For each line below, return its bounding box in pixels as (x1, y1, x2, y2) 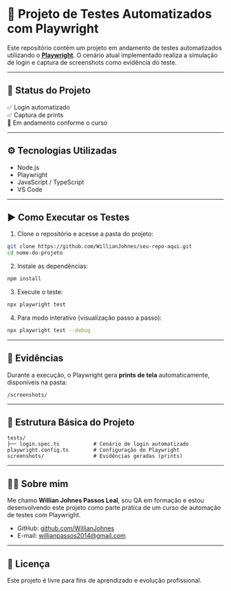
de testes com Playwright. (7, 511, 81, 519)
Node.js (16, 163, 40, 172)
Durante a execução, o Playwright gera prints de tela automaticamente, (7, 371, 210, 379)
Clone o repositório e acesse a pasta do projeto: (16, 230, 153, 238)
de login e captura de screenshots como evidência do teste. (7, 58, 177, 66)
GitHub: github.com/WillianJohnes (16, 524, 115, 532)
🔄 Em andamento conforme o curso (7, 118, 108, 127)
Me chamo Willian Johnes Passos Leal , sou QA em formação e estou (7, 496, 204, 505)
